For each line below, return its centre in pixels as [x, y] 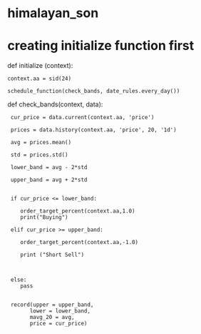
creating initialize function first [101, 46]
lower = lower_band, [60, 311]
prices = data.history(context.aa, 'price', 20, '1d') [93, 130]
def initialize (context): [40, 66]
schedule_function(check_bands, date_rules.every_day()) [94, 91]
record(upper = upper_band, [52, 305]
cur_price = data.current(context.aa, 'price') [82, 118]
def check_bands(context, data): [55, 104]
